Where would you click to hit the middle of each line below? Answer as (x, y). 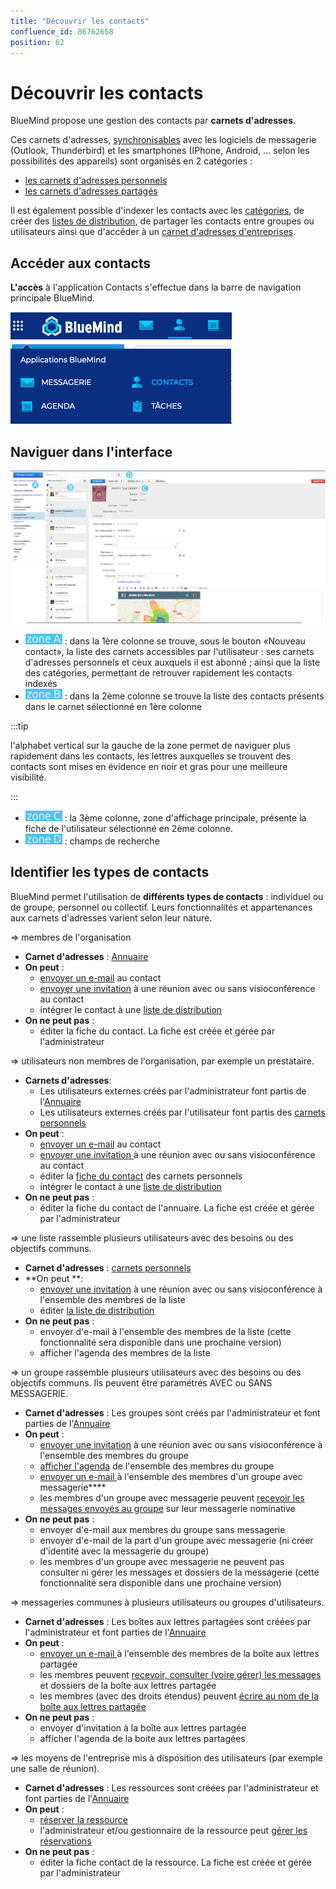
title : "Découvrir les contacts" (80, 21)
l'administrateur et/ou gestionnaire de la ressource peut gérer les (173, 1830)
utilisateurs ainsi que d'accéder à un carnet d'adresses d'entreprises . (153, 232)
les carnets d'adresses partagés (91, 191)
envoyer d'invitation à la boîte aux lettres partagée (143, 1727)
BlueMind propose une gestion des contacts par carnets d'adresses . (153, 121)
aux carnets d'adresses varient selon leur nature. (111, 917)
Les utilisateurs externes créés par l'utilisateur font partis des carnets (182, 1112)
